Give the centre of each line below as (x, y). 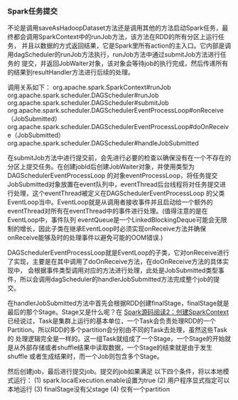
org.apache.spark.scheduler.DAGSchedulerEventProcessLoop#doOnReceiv (118, 127)
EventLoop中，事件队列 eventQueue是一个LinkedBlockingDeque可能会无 (114, 220)
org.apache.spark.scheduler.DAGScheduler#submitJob (88, 103)
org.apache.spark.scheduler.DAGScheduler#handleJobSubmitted (103, 143)
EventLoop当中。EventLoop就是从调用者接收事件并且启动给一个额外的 (110, 202)
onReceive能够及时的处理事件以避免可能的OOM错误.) (85, 238)
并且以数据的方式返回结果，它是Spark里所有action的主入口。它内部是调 (126, 46)
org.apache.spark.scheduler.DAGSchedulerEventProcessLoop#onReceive (115, 111)
